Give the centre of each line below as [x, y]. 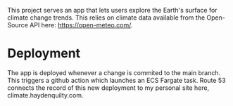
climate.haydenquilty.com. [45, 95]
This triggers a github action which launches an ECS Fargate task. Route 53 [117, 80]
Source [18, 25]
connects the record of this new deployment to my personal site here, [108, 88]
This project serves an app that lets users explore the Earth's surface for [112, 10]
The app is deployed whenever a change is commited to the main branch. [114, 72]
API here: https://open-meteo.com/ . [81, 25]
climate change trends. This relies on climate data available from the [106, 18]
